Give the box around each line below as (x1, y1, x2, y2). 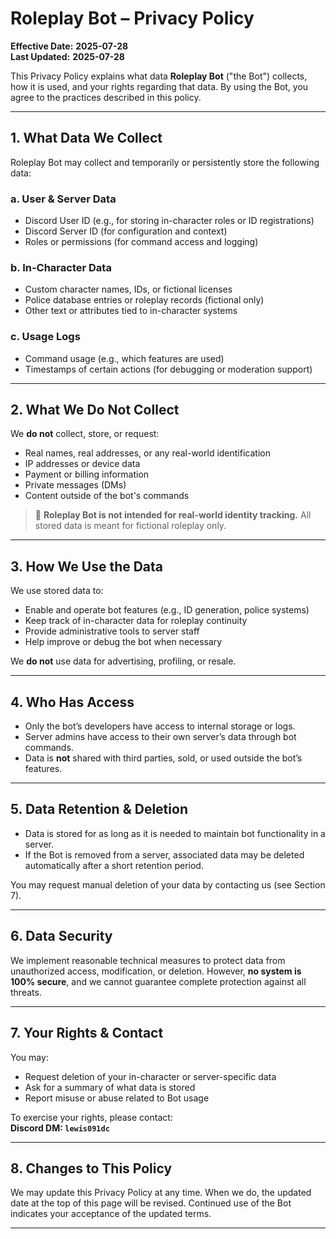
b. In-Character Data (10, 260, 112, 274)
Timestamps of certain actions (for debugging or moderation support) (24, 363, 313, 375)
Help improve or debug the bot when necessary (24, 636, 223, 648)
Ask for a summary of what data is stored (24, 1081, 196, 1093)
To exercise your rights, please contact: (10, 1111, 173, 1123)
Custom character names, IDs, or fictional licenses (24, 283, 233, 296)
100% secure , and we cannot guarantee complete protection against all (10, 975, 307, 987)
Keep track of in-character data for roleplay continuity (24, 615, 248, 627)
